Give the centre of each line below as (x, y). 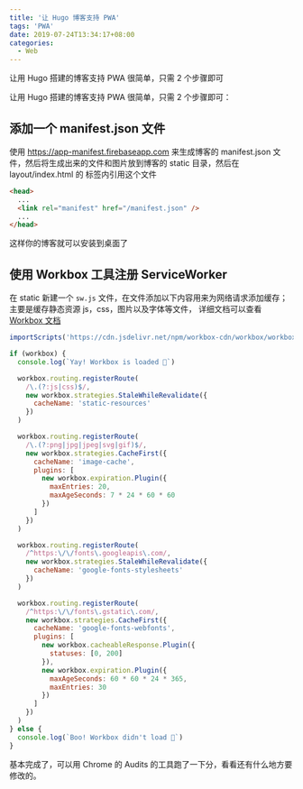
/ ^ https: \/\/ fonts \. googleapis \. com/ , (98, 554)
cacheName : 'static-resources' (92, 404)
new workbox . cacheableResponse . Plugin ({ (119, 646)
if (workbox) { (38, 353)
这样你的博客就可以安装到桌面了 (69, 243)
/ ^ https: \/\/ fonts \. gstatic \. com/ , (92, 611)
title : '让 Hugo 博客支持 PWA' (64, 18)
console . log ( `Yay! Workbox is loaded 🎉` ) (96, 362)
